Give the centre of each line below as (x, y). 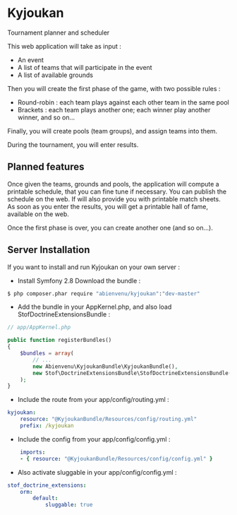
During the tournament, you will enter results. (73, 144)
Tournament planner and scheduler (59, 32)
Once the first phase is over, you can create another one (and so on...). (110, 227)
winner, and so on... (46, 117)
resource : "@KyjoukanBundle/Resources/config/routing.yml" (109, 419)
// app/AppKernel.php (39, 327)
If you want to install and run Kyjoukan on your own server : (94, 267)
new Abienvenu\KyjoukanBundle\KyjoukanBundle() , (105, 366)
